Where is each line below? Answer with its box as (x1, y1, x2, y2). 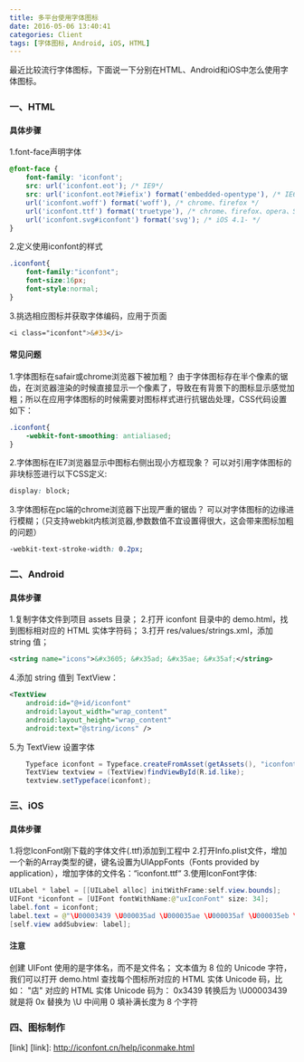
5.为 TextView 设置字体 (9, 741, 95, 752)
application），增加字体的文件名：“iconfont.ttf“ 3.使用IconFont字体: (9, 868, 258, 879)
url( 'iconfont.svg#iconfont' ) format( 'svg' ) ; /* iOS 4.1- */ (25, 215, 261, 225)
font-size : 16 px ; (25, 276, 88, 285)
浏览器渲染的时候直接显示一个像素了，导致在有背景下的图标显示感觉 (33, 382, 287, 393)
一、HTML (9, 100, 56, 113)
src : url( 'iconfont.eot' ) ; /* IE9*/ (25, 182, 165, 191)
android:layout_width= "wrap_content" (25, 707, 168, 716)
